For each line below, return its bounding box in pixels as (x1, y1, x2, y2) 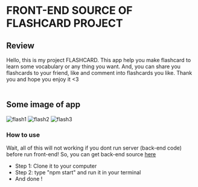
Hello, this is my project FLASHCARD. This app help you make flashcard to (6, 57, 191, 63)
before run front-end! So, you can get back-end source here (6, 151, 156, 158)
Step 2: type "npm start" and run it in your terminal (14, 169, 141, 176)
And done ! (14, 176, 43, 183)
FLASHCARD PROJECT (6, 16, 123, 30)
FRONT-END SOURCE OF (6, 4, 133, 17)
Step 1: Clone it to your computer (14, 162, 97, 170)
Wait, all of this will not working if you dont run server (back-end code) (6, 144, 182, 151)
